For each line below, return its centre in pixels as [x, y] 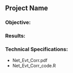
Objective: [18, 22]
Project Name [27, 8]
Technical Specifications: [36, 49]
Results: [15, 36]
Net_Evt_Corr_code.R [34, 65]
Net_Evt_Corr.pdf [30, 60]
